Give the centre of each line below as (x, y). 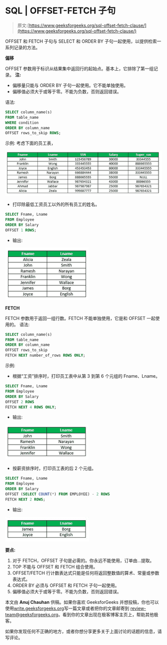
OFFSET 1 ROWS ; (21, 230)
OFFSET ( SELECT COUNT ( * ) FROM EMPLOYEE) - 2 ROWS (58, 494)
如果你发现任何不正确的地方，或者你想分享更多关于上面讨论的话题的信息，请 (83, 631)
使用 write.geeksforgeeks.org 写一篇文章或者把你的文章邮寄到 (67, 608)
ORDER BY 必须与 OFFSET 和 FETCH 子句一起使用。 (66, 585)
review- (138, 608)
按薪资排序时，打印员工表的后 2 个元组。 (54, 469)
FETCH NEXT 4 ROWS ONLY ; (31, 407)
